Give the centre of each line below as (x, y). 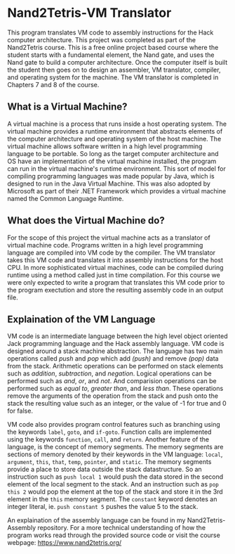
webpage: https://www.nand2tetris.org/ (65, 543)
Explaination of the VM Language (81, 319)
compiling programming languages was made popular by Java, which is (111, 176)
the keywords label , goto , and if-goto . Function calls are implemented (109, 432)
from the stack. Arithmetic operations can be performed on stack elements (115, 366)
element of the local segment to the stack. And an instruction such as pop (113, 484)
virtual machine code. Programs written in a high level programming (105, 245)
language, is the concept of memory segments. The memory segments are (115, 447)
